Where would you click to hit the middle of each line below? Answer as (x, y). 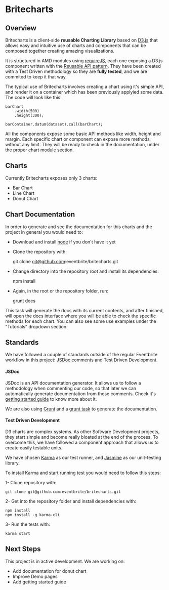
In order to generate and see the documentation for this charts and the (79, 227)
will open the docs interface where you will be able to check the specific (81, 316)
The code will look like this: (33, 97)
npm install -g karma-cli (32, 515)
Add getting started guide (39, 582)
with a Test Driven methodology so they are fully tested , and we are (76, 71)
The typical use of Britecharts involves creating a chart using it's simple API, (85, 87)
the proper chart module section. (40, 150)
